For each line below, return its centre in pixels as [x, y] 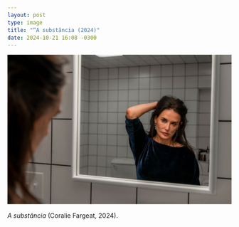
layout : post [27, 15]
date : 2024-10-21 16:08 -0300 [52, 38]
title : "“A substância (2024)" [54, 30]
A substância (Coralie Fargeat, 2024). [63, 215]
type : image [25, 22]
